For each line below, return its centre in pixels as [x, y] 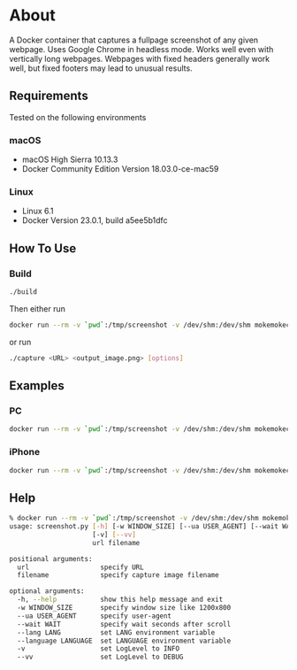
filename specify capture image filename [118, 575]
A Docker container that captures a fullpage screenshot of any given [134, 40]
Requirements [49, 96]
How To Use [43, 248]
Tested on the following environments [78, 117]
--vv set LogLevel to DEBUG [100, 657]
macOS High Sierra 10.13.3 [70, 159]
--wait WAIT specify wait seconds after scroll [124, 624]
